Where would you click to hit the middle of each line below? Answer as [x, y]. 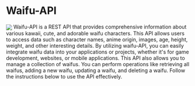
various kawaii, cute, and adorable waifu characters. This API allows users [95, 34]
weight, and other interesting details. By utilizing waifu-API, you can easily [95, 46]
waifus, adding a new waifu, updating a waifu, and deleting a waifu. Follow [96, 70]
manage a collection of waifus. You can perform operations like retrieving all [98, 64]
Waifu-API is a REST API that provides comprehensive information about [100, 27]
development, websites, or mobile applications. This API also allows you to [95, 58]
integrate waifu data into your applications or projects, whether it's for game [98, 52]
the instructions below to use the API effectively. [64, 77]
